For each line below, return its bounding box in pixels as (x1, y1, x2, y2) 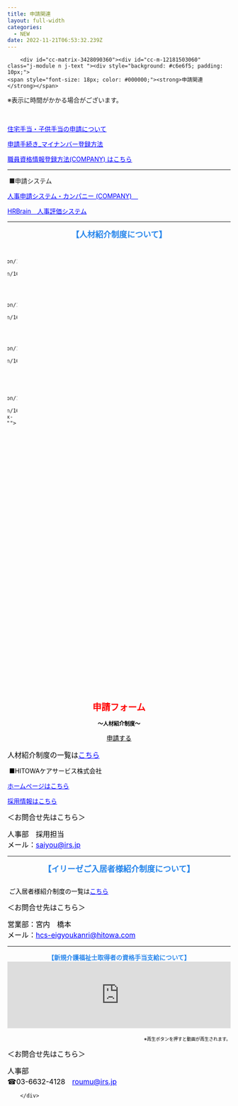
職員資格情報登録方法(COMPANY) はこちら (7, 155, 132, 163)
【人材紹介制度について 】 (71, 230, 167, 240)
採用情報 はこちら (7, 797, 57, 805)
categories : (7, 23, 42, 31)
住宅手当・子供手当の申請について (7, 125, 107, 134)
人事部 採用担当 (7, 829, 65, 839)
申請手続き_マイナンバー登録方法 (7, 140, 104, 149)
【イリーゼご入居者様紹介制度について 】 (43, 864, 195, 874)
